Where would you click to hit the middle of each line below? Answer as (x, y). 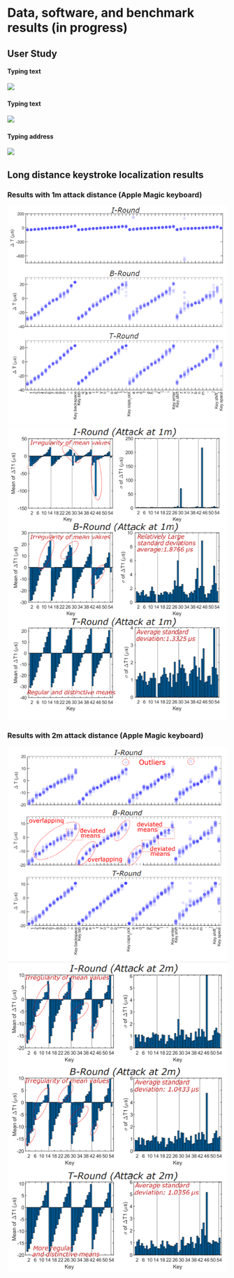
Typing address (30, 136)
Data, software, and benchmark (101, 13)
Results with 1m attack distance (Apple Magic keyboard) (105, 195)
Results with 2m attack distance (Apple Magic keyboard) (105, 736)
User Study (32, 54)
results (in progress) (67, 28)
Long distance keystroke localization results (105, 175)
